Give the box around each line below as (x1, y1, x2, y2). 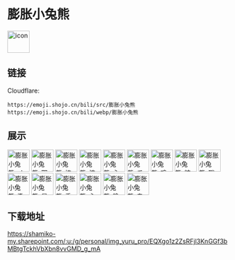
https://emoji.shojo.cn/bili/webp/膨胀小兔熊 (7, 109, 139, 116)
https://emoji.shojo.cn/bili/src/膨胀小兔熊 (7, 101, 136, 108)
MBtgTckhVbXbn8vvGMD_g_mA (7, 244, 101, 253)
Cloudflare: (7, 86, 40, 95)
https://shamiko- (7, 230, 56, 238)
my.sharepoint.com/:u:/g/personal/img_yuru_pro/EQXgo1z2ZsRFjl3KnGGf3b (7, 237, 228, 246)
